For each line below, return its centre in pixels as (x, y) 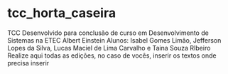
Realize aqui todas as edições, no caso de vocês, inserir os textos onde (112, 55)
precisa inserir (28, 63)
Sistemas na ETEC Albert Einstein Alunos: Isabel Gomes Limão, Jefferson (114, 40)
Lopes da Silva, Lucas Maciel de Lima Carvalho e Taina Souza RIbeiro (109, 48)
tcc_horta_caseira (61, 13)
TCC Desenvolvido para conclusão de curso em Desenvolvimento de (108, 33)
